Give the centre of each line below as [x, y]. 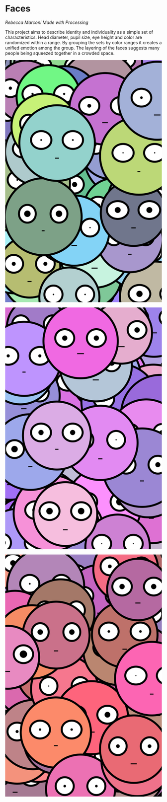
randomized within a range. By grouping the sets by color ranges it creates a [83, 42]
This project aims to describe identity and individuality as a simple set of [79, 32]
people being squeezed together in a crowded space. [60, 53]
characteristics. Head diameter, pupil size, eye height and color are [74, 37]
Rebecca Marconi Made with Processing [47, 22]
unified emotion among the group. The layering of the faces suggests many [83, 48]
